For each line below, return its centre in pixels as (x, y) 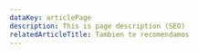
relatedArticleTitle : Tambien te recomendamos (99, 34)
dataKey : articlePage (51, 18)
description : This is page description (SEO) (97, 26)
